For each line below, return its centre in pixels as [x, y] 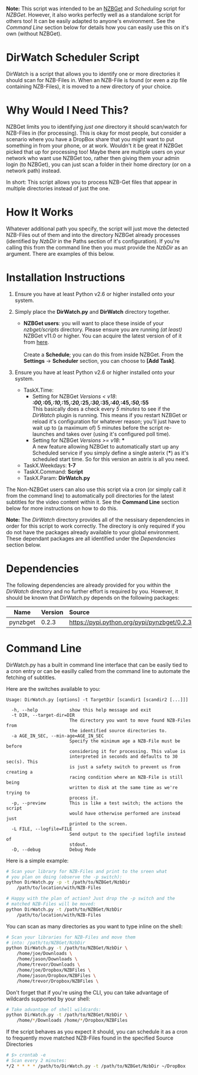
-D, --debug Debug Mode [54, 850]
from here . [36, 342]
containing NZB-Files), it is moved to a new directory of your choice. [89, 86]
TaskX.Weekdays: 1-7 [49, 465]
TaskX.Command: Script [53, 472]
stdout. [79, 845]
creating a [19, 772]
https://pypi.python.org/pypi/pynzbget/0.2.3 [131, 622]
